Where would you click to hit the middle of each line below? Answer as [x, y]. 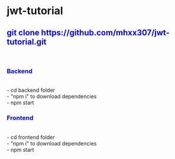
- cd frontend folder [31, 137]
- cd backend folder [31, 90]
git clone [23, 33]
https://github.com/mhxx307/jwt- [106, 33]
